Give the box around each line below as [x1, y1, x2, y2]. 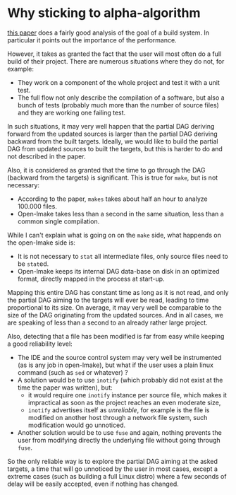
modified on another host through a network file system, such [27, 413, 208, 421]
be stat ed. [17, 260, 49, 268]
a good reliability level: [7, 339, 73, 348]
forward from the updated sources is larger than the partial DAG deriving [7, 129, 218, 138]
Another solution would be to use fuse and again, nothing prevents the [17, 428, 222, 436]
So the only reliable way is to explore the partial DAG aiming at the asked [7, 457, 218, 465]
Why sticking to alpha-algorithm [7, 5, 201, 21]
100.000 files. [17, 202, 58, 210]
